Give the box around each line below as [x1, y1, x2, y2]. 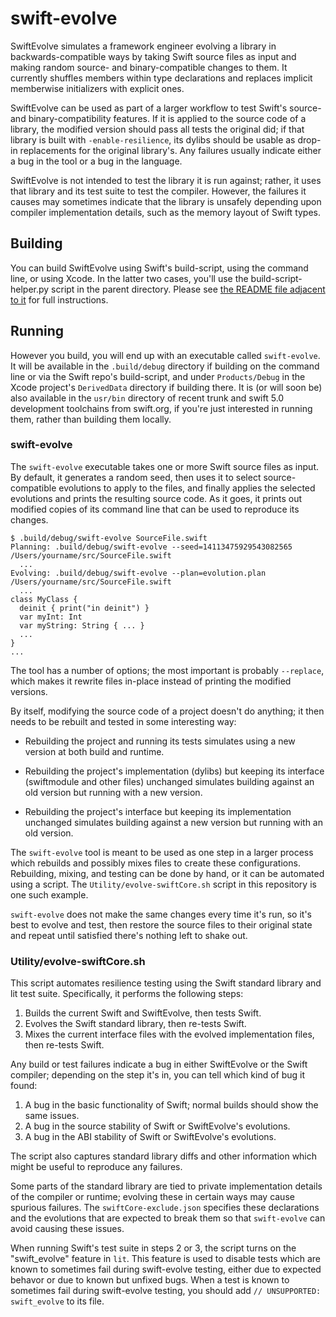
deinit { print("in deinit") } [19, 603, 150, 613]
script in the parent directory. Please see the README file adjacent [51, 283, 326, 295]
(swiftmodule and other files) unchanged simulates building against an [24, 775, 315, 787]
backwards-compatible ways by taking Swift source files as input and [10, 50, 297, 62]
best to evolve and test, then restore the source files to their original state [10, 918, 313, 931]
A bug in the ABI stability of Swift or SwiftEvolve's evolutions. [24, 1131, 277, 1143]
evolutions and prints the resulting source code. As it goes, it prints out [10, 492, 303, 504]
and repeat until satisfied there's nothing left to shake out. [10, 929, 248, 941]
